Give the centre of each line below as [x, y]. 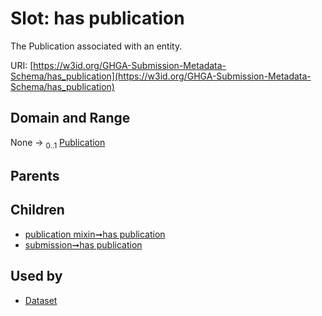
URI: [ [22, 65]
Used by [36, 276]
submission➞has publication [83, 244]
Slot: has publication [97, 18]
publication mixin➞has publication [95, 234]
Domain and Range [70, 118]
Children [37, 210]
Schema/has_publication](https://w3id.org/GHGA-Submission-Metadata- [161, 76]
